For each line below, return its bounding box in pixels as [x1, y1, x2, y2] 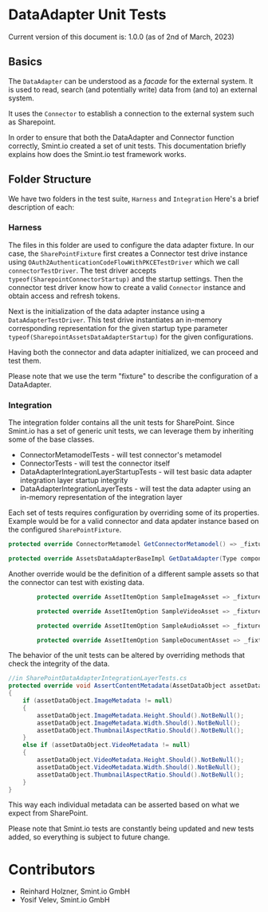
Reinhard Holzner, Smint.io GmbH [19, 886, 130, 896]
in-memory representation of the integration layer [19, 493, 183, 502]
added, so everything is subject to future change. [8, 832, 171, 842]
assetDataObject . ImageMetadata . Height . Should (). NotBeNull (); [37, 711, 245, 719]
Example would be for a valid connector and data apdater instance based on [8, 517, 259, 526]
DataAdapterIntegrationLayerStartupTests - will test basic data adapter [19, 467, 253, 477]
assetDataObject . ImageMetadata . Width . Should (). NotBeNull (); [37, 719, 241, 727]
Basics [8, 55, 42, 69]
